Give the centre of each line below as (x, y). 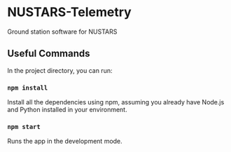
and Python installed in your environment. (67, 110)
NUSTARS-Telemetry (69, 12)
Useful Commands (49, 54)
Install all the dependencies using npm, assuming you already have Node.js (116, 102)
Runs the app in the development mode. (65, 141)
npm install (28, 88)
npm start (24, 126)
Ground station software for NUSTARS (62, 32)
